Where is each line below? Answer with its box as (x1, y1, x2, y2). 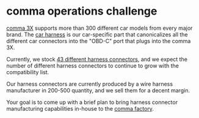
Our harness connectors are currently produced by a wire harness (6, 80, 173, 88)
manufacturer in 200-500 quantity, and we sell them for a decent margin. (6, 86, 190, 94)
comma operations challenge (6, 4, 157, 18)
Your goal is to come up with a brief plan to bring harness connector (6, 99, 178, 106)
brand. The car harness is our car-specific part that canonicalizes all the (6, 30, 188, 38)
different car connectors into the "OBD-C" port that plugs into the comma (6, 37, 191, 44)
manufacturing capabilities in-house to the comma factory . (6, 105, 154, 112)
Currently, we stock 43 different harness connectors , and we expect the (6, 55, 188, 63)
